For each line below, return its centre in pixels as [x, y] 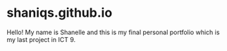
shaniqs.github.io [60, 13]
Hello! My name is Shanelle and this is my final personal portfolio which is [113, 32]
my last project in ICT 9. [41, 39]
